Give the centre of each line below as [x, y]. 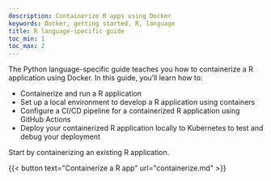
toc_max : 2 [27, 46]
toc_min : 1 [27, 39]
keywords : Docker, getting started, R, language [92, 24]
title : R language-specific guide [67, 31]
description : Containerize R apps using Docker [90, 16]
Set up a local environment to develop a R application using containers [138, 102]
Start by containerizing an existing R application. [89, 153]
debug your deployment [60, 137]
